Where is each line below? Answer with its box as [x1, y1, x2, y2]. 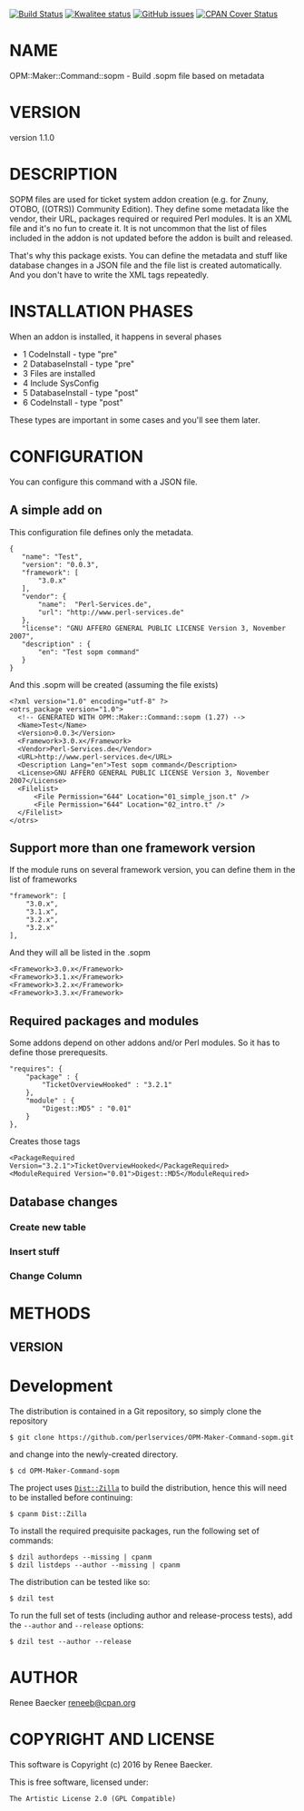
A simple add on [9, 503, 103, 518]
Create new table [9, 1221, 86, 1234]
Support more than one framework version [9, 840, 256, 856]
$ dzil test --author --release [9, 1637, 132, 1646]
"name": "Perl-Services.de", [37, 600, 152, 609]
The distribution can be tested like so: [9, 1576, 151, 1587]
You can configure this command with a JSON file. [9, 476, 198, 487]
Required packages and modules [9, 1013, 200, 1029]
